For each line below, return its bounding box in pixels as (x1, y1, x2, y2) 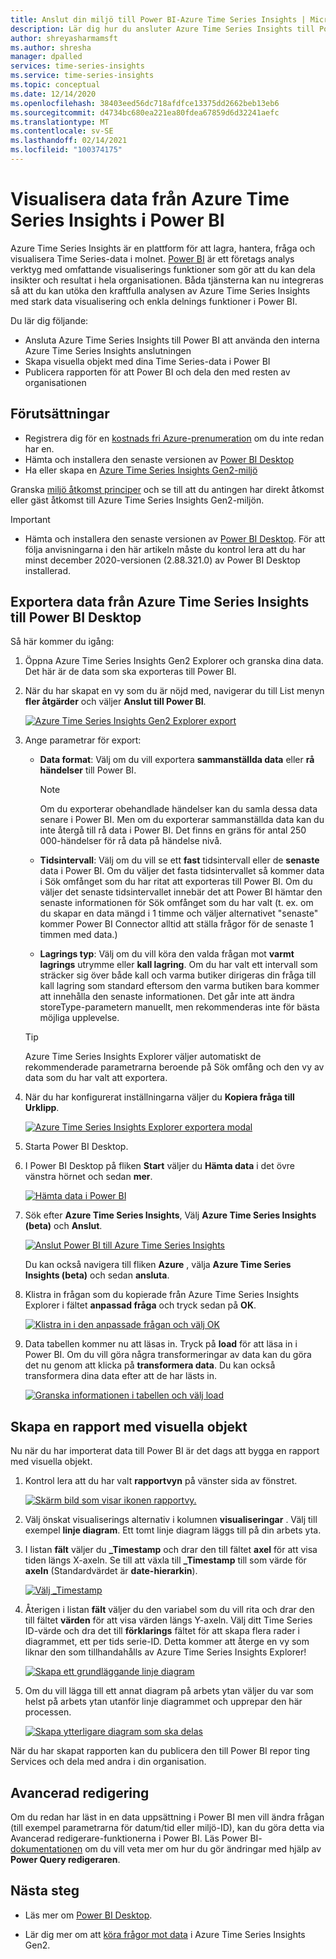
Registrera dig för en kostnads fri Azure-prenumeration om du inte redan (24, 432, 325, 444)
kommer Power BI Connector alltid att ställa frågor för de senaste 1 (39, 918, 314, 930)
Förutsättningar (10, 406, 110, 423)
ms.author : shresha (10, 42, 92, 53)
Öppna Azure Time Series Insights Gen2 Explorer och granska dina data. (24, 655, 324, 667)
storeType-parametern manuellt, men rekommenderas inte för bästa (39, 1001, 320, 1013)
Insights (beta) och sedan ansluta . (24, 1269, 170, 1281)
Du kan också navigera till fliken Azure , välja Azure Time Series (24, 1259, 292, 1271)
